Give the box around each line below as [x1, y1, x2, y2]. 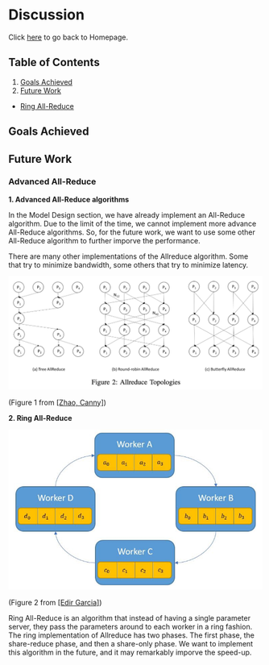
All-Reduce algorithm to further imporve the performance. [8, 235, 201, 245]
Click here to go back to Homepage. [8, 32, 129, 42]
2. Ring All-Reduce [8, 413, 72, 422]
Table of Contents [8, 56, 101, 69]
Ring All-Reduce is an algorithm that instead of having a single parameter [8, 613, 251, 622]
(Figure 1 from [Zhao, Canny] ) [8, 397, 107, 407]
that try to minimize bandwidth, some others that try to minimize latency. [8, 260, 249, 269]
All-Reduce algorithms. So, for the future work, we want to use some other [8, 227, 255, 237]
